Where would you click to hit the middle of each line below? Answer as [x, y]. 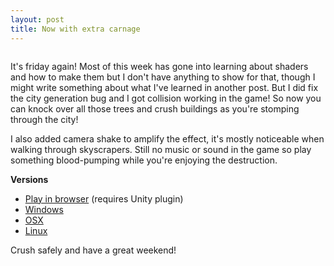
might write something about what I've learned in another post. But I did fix [164, 87]
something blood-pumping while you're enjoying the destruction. [144, 160]
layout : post [37, 19]
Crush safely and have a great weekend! [93, 250]
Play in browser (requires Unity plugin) [104, 198]
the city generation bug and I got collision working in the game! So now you [166, 98]
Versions [29, 179]
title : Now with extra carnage [75, 29]
